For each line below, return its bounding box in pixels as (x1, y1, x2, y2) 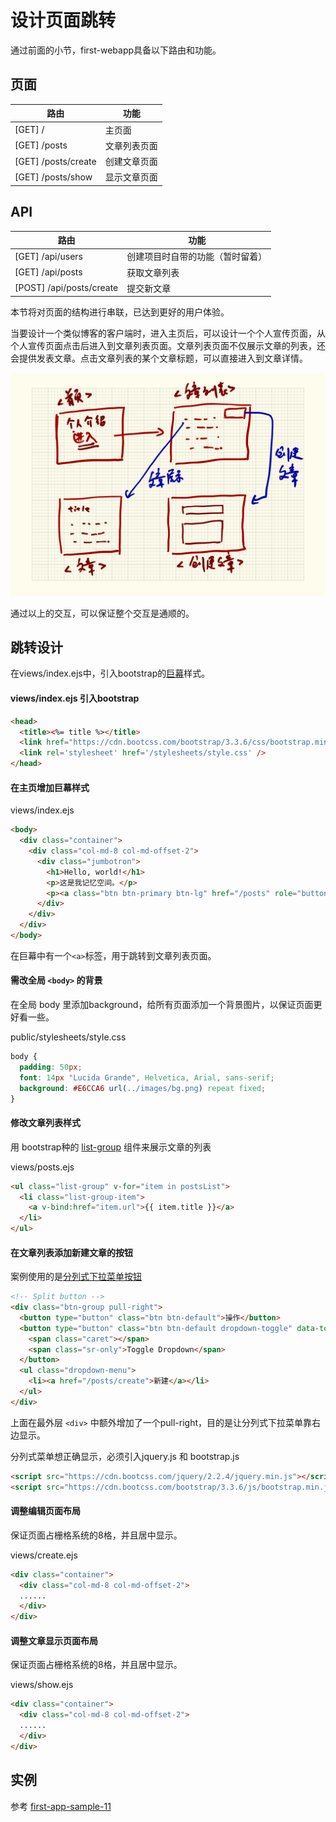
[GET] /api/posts (14, 266, 83, 278)
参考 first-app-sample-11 (10, 1800, 112, 1812)
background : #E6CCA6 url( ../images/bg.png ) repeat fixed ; (19, 1083, 267, 1093)
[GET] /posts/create (14, 155, 97, 167)
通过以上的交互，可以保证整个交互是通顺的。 (10, 607, 195, 619)
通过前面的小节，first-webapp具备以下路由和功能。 (10, 44, 222, 56)
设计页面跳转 (10, 9, 117, 32)
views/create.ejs (10, 1549, 78, 1561)
